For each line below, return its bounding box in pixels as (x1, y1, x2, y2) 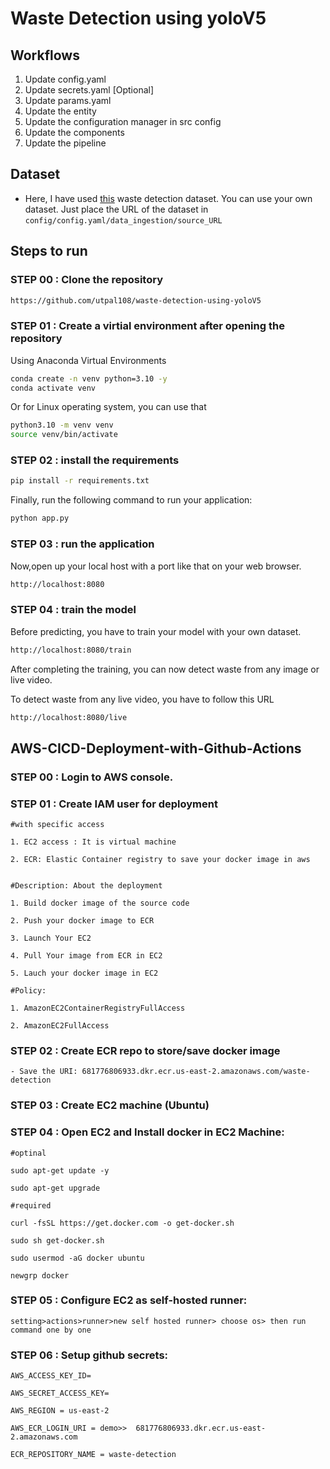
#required (10, 1200, 52, 1211)
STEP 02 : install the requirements (10, 453, 180, 467)
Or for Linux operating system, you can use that (10, 401, 207, 413)
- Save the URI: (10, 1067, 78, 1077)
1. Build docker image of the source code (10, 898, 190, 909)
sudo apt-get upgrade (10, 1183, 101, 1193)
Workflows (10, 47, 80, 64)
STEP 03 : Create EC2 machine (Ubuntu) (10, 1098, 210, 1112)
